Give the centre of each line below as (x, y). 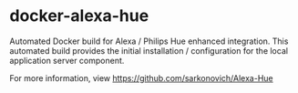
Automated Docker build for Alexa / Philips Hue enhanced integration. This (149, 41)
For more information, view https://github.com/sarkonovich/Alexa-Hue (141, 77)
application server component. (67, 60)
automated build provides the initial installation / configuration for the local (149, 50)
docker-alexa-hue (79, 16)
